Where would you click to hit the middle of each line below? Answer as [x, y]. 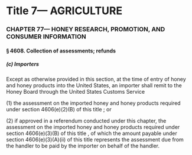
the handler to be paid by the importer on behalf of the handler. [83, 146]
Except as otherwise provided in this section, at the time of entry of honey [96, 79]
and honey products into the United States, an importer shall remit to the [94, 85]
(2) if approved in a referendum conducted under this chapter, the [86, 121]
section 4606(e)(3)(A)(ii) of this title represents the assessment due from [95, 139]
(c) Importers [23, 64]
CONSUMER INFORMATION [46, 37]
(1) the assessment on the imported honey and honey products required [94, 103]
